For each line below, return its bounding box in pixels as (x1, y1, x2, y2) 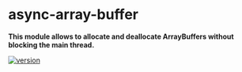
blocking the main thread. (8, 40, 95, 49)
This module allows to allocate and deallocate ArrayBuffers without (8, 32, 235, 41)
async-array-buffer (8, 6, 138, 24)
